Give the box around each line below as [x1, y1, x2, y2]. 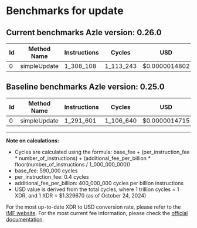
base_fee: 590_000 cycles [14, 167, 78, 174]
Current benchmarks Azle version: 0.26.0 [6, 28, 162, 38]
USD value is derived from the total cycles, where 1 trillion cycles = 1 [14, 186, 179, 193]
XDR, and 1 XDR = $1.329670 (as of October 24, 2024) [14, 192, 147, 199]
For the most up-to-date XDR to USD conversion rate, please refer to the [6, 203, 181, 210]
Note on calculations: [6, 137, 60, 144]
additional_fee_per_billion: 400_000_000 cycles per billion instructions [14, 179, 184, 186]
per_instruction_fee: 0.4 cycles [14, 173, 89, 180]
